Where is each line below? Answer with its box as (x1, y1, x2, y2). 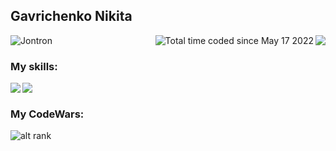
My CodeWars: (10, 107, 85, 121)
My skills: (10, 59, 58, 73)
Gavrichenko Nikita (10, 8, 133, 25)
